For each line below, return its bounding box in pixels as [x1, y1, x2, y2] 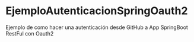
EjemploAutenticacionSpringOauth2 [5, 4, 188, 18]
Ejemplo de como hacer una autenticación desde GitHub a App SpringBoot [5, 24, 188, 31]
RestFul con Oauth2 [5, 30, 54, 37]
